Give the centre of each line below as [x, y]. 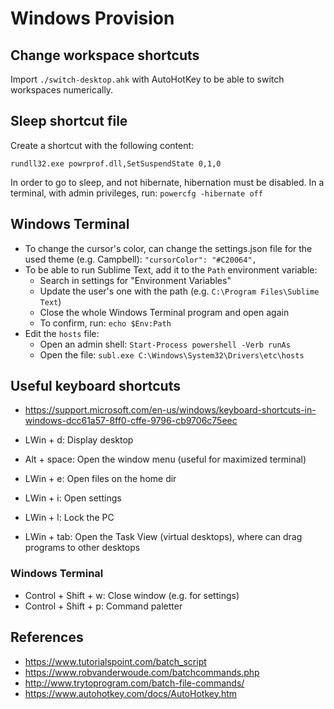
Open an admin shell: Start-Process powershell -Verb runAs [165, 344]
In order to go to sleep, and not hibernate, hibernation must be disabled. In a [167, 182]
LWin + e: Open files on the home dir [100, 479]
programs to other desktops [82, 548]
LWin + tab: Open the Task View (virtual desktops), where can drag [163, 537]
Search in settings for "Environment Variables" [135, 280]
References [47, 637]
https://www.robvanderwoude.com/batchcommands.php [142, 672]
